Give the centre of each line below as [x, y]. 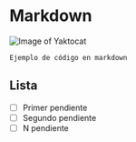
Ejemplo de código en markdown [68, 57]
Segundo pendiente [59, 117]
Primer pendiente [55, 107]
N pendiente [46, 127]
